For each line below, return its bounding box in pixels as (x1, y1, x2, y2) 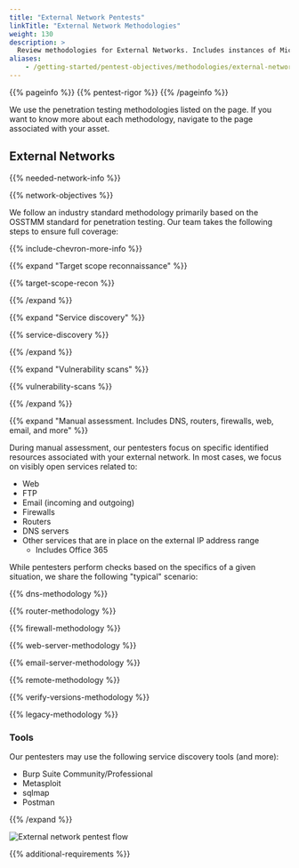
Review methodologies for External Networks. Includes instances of (17, 46, 277, 55)
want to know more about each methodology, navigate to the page (9, 113, 254, 125)
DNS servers (21, 526, 69, 536)
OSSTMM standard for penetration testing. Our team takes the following (9, 216, 273, 227)
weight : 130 (9, 29, 53, 38)
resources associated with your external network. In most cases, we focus (9, 451, 282, 462)
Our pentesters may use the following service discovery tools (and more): (9, 751, 279, 761)
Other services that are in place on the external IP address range (21, 534, 260, 545)
